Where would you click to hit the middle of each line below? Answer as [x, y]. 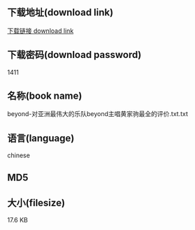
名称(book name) [45, 96]
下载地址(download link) [60, 13]
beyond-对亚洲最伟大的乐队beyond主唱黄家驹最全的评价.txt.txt [98, 114]
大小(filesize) [36, 203]
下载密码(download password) [74, 55]
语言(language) [41, 138]
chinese [19, 155]
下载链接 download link [41, 31]
